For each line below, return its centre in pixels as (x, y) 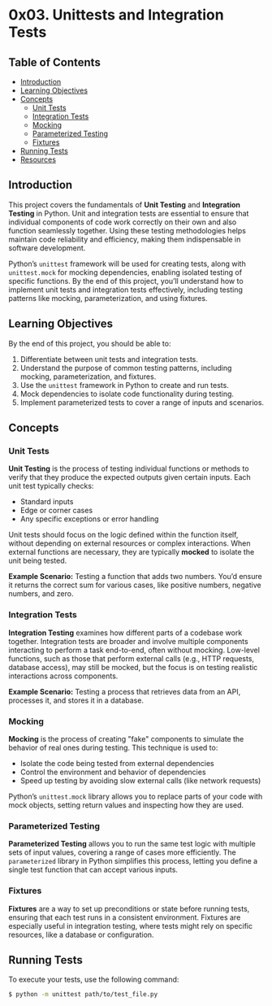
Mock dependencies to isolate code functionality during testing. (127, 394)
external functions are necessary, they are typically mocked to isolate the (132, 552)
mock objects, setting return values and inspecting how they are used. (126, 805)
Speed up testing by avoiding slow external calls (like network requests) (140, 780)
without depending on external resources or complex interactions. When (130, 543)
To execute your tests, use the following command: (94, 980)
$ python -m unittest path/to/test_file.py (83, 995)
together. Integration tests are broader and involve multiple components (129, 641)
